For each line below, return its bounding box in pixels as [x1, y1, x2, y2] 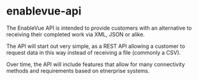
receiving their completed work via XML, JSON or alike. [6, 30, 145, 38]
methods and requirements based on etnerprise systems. [6, 67, 150, 74]
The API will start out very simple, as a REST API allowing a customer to [6, 42, 185, 50]
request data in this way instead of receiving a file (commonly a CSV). [6, 48, 181, 56]
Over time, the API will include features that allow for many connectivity [6, 61, 185, 68]
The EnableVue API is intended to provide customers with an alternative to [6, 24, 193, 32]
